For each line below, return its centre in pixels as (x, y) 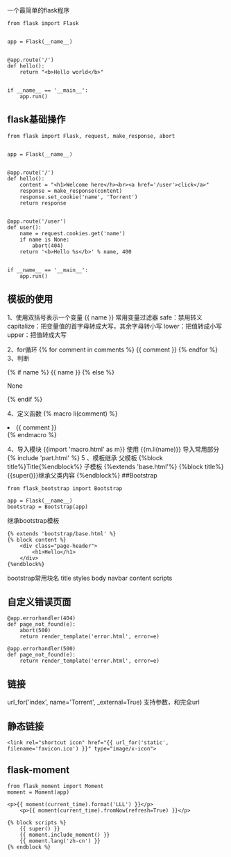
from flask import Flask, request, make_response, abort (91, 136)
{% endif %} (25, 399)
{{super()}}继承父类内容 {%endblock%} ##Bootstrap (82, 475)
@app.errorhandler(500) (42, 649)
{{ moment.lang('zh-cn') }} (60, 841)
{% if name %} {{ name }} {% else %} (61, 372)
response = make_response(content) (71, 191)
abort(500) (35, 631)
